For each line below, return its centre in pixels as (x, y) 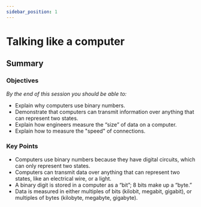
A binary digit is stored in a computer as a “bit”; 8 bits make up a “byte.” (103, 185)
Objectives (22, 80)
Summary (25, 64)
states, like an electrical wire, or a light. (63, 178)
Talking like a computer (65, 41)
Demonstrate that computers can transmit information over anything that (104, 112)
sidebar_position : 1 (32, 12)
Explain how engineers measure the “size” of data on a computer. (96, 124)
